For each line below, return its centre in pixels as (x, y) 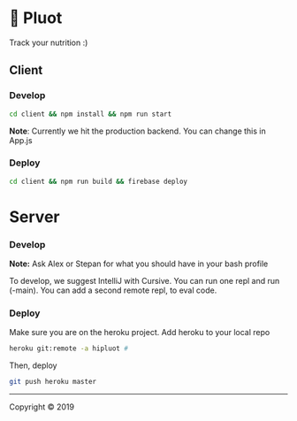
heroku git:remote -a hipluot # (69, 348)
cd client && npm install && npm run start (91, 114)
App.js (21, 140)
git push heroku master (53, 382)
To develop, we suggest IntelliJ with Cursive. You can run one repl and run (145, 281)
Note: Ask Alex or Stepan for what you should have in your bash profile (139, 264)
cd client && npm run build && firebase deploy (99, 181)
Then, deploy (33, 365)
